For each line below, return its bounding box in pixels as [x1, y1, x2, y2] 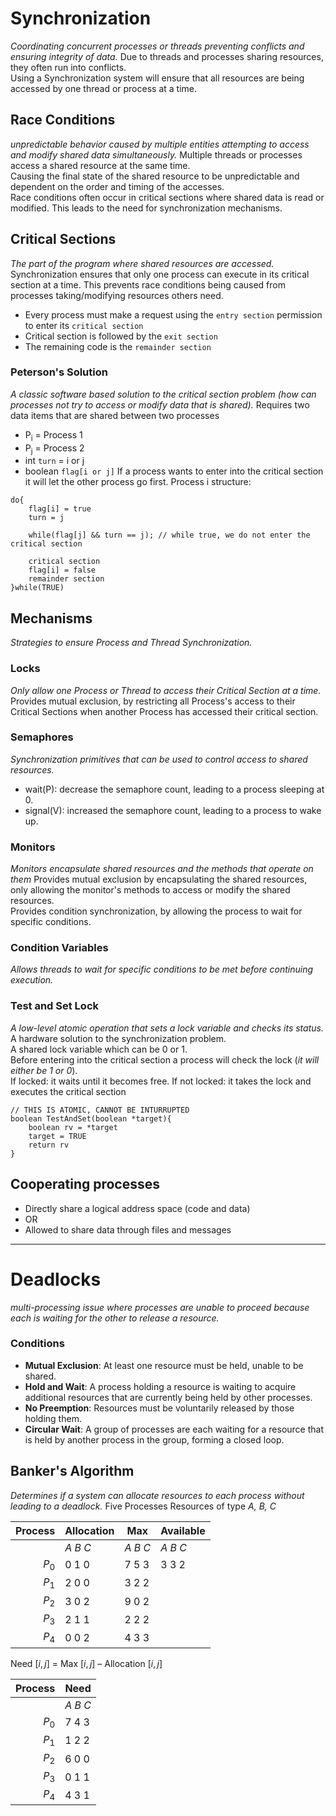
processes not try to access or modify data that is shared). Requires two [10, 398, 310, 411]
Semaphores [10, 730, 74, 744]
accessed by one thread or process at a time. [10, 82, 197, 94]
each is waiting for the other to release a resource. [10, 1312, 220, 1324]
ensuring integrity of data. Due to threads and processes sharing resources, [10, 50, 324, 62]
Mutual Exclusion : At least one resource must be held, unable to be [24, 1359, 304, 1371]
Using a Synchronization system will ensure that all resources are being [10, 72, 305, 84]
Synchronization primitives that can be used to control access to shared [10, 753, 308, 765]
